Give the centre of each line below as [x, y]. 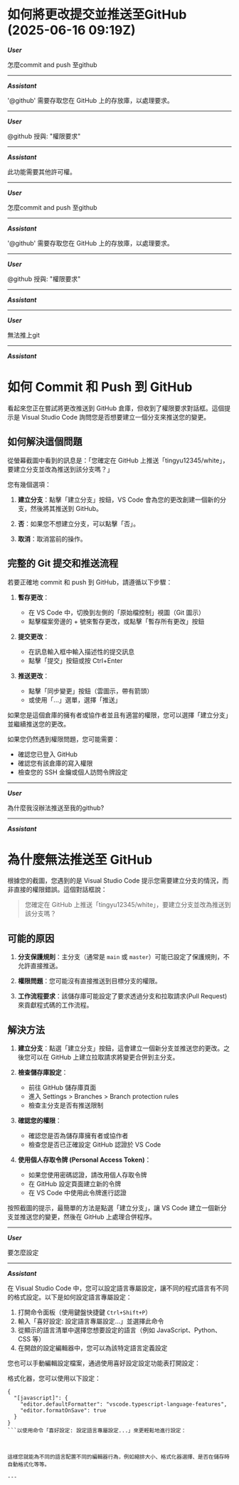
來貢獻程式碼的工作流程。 [55, 1005]
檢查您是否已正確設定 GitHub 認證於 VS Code [95, 1145]
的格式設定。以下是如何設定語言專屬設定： [70, 1297]
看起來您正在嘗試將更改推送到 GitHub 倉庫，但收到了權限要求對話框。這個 [116, 408]
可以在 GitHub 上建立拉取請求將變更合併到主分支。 [105, 1058]
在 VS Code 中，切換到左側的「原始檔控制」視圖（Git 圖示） [116, 612]
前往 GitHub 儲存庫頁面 [62, 1088]
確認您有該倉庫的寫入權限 [55, 763]
